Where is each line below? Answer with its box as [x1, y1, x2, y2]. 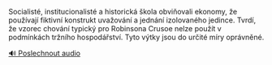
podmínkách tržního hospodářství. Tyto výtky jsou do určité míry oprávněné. [8, 32, 265, 42]
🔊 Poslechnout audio [8, 48, 81, 58]
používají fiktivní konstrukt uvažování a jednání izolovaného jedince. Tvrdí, [8, 15, 257, 25]
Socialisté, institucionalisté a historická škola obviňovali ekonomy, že [8, 7, 238, 16]
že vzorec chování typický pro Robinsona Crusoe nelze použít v [8, 24, 222, 33]
